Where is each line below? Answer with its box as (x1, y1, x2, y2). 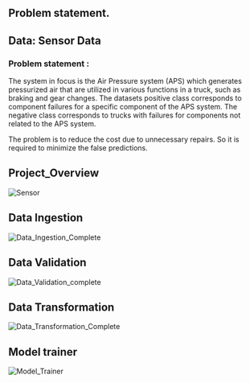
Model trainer (8, 345, 78, 359)
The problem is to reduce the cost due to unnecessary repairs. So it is (8, 134, 240, 144)
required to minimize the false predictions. (8, 143, 148, 153)
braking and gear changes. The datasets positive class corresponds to (8, 93, 243, 103)
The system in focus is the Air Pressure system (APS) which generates (8, 76, 243, 86)
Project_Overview (8, 167, 100, 180)
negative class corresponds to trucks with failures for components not (8, 110, 241, 120)
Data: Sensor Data (8, 34, 102, 47)
